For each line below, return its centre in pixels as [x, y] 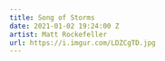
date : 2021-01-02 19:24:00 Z [64, 26]
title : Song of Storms [52, 17]
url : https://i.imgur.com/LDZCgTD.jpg [82, 43]
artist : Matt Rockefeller [58, 34]
